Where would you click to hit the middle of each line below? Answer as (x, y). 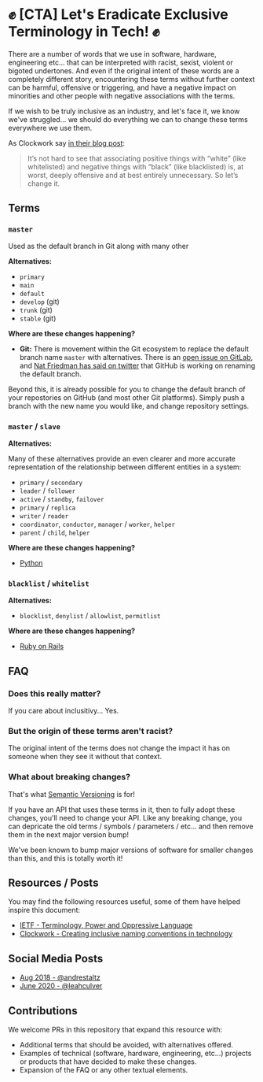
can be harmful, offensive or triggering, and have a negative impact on (122, 87)
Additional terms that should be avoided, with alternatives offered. (126, 1044)
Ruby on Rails (42, 647)
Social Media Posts (56, 958)
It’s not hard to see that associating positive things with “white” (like (137, 158)
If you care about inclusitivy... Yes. (64, 710)
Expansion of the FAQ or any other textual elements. (104, 1069)
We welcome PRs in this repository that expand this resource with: (115, 1029)
